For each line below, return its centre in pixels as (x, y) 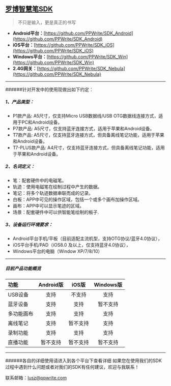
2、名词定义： (20, 166)
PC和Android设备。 (42, 122)
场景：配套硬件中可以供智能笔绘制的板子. (56, 212)
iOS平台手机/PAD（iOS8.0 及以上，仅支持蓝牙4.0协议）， (72, 245)
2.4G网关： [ (26, 68)
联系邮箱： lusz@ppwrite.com (36, 377)
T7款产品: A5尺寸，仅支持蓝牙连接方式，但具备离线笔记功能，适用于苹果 (88, 135)
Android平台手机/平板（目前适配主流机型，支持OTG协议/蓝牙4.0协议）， (88, 239)
